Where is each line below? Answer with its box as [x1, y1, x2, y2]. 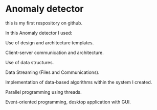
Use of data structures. [5, 59, 54, 65]
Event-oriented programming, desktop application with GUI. [5, 99, 131, 105]
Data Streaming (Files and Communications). [5, 69, 100, 75]
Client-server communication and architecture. [5, 49, 104, 56]
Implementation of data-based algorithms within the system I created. [5, 79, 152, 85]
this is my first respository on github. [5, 20, 83, 26]
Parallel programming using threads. [5, 89, 82, 95]
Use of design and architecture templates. [5, 39, 94, 46]
